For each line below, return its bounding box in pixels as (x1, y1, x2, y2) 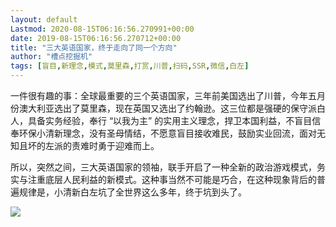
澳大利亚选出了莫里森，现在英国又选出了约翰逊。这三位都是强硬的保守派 (18, 102, 317, 114)
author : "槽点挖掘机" (10, 52, 93, 62)
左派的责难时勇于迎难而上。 (44, 140, 160, 151)
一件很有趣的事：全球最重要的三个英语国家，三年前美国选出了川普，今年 (10, 90, 308, 101)
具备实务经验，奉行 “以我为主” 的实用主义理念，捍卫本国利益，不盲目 (27, 115, 313, 126)
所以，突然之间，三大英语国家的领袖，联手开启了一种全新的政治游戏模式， (10, 161, 317, 173)
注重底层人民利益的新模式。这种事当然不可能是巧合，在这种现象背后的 (27, 174, 317, 185)
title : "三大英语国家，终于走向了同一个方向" (10, 42, 178, 53)
